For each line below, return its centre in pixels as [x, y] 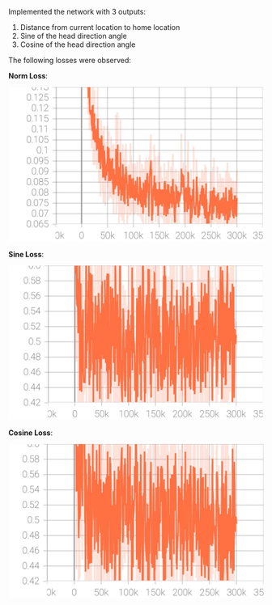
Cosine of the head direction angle [78, 44]
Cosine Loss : [31, 433]
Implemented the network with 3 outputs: [77, 12]
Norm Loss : [28, 76]
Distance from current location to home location [100, 27]
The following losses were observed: [70, 60]
